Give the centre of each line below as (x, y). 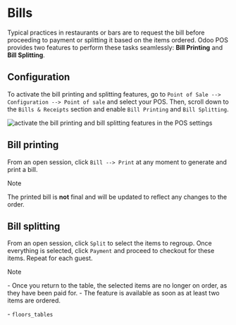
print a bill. (23, 169)
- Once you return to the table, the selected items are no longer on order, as (117, 286)
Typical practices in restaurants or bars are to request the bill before (106, 32)
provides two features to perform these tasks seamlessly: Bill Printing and (115, 47)
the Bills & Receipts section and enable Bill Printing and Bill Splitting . (118, 109)
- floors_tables (30, 314)
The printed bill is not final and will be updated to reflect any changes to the (117, 197)
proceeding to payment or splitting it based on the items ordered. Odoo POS (118, 39)
